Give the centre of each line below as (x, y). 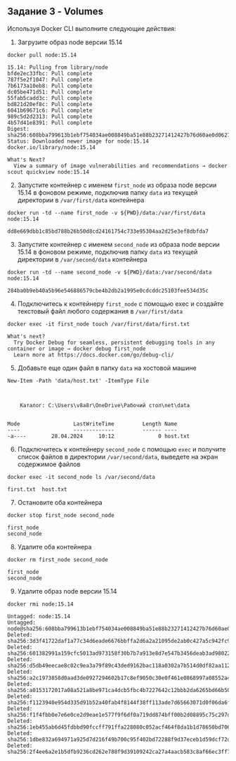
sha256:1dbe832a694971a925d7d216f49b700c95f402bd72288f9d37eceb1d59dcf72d (119, 739)
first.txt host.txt (38, 489)
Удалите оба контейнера (54, 546)
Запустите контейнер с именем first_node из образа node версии (117, 185)
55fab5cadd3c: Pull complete (50, 98)
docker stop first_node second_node (61, 515)
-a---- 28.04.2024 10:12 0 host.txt (99, 436)
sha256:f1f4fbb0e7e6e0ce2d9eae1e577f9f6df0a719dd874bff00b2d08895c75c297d (119, 715)
